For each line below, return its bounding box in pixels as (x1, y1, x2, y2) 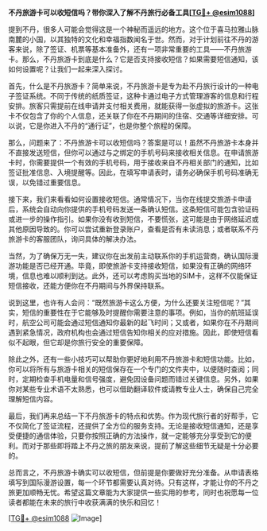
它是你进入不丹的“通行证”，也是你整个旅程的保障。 (29, 121, 196, 130)
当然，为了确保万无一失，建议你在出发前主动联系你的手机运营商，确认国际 (8, 251, 252, 261)
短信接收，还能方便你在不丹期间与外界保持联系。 (8, 281, 168, 290)
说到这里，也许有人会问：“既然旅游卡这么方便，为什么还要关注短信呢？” (8, 298, 245, 307)
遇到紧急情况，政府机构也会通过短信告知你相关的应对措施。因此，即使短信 (8, 328, 252, 337)
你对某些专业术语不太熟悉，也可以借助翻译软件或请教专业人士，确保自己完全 (8, 385, 259, 393)
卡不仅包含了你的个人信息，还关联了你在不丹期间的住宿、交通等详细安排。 (8, 111, 252, 120)
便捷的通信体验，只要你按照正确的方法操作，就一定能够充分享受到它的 (14, 431, 245, 440)
